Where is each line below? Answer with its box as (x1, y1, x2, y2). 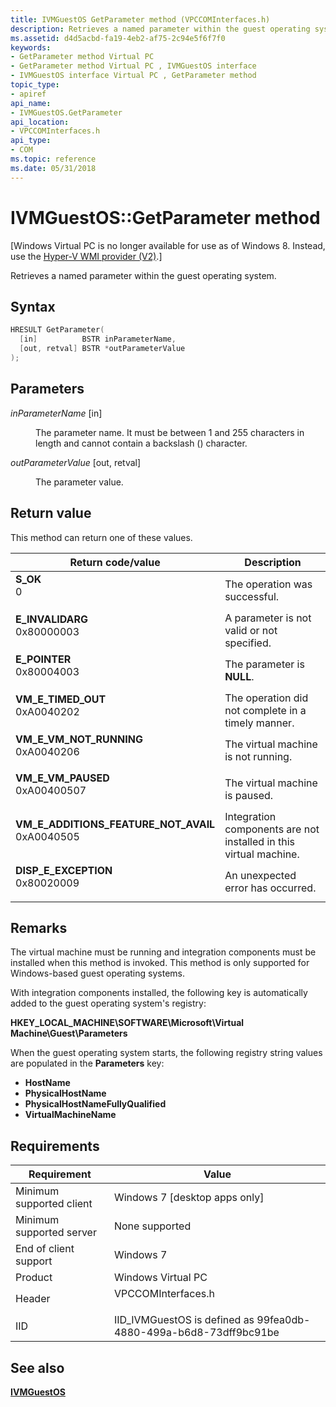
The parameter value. (35, 476, 124, 488)
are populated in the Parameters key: (10, 1057, 165, 1070)
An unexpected (224, 868, 297, 882)
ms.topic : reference (10, 154, 97, 164)
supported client (15, 1197, 93, 1211)
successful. (224, 589, 280, 603)
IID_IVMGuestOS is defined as (113, 1313, 255, 1327)
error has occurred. (224, 881, 317, 895)
